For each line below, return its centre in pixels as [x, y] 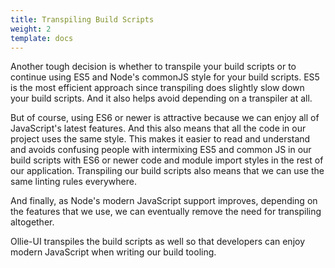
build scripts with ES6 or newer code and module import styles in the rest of [167, 160]
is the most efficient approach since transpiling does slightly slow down [157, 88]
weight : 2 [31, 29]
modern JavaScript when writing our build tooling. [113, 252]
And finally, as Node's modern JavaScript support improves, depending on [164, 201]
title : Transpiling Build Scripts [82, 19]
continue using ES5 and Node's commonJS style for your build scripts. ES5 [165, 77]
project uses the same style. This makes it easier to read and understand [160, 139]
